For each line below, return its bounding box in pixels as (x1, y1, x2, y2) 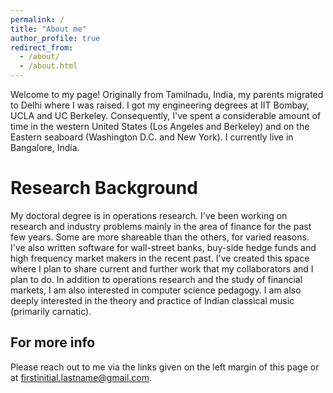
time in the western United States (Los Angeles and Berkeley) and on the (10, 121, 310, 132)
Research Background (10, 177, 198, 200)
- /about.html (19, 61, 78, 71)
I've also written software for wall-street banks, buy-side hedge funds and (10, 241, 317, 253)
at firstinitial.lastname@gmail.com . (10, 371, 153, 383)
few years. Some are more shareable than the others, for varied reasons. (10, 231, 310, 243)
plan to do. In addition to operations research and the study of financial (10, 273, 303, 285)
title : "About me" (10, 24, 87, 34)
